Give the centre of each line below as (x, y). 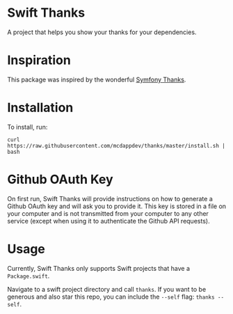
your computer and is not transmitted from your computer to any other (108, 213)
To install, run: (27, 127)
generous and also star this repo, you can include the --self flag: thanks (111, 297)
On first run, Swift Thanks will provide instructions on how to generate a (110, 198)
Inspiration (39, 60)
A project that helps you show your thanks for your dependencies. (102, 32)
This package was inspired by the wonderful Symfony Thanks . (97, 79)
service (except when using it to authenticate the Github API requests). (109, 221)
